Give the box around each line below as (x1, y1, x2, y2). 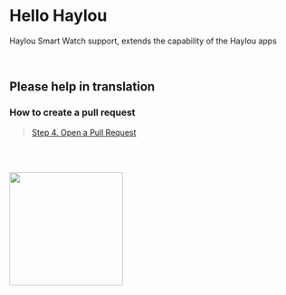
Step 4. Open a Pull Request (31, 127, 137, 138)
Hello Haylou (9, 5, 108, 26)
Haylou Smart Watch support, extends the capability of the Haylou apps (9, 35, 278, 46)
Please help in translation (9, 79, 156, 95)
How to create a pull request (9, 106, 136, 119)
